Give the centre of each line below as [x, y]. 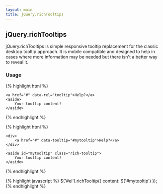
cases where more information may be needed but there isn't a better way [82, 57]
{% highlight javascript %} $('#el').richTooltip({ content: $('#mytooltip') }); [81, 181]
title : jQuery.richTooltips [35, 14]
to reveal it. [17, 62]
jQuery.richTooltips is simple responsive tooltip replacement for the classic [82, 46]
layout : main [19, 10]
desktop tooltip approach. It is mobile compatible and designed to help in [81, 52]
